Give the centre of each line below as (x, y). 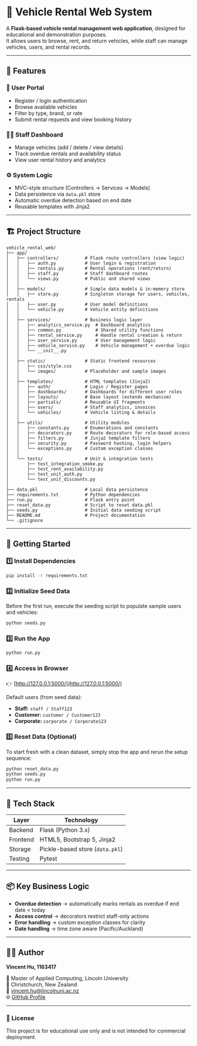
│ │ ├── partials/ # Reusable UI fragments (76, 402)
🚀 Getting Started (38, 544)
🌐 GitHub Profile (26, 997)
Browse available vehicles (46, 107)
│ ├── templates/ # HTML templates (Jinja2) (78, 382)
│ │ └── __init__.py (36, 351)
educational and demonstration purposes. (57, 34)
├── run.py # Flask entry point (70, 500)
